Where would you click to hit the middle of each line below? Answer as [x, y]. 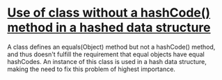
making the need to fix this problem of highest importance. [92, 69]
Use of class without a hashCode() [109, 13]
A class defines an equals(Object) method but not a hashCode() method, [111, 47]
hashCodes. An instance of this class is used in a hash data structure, [107, 61]
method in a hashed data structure [109, 27]
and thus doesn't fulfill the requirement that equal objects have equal [106, 54]
